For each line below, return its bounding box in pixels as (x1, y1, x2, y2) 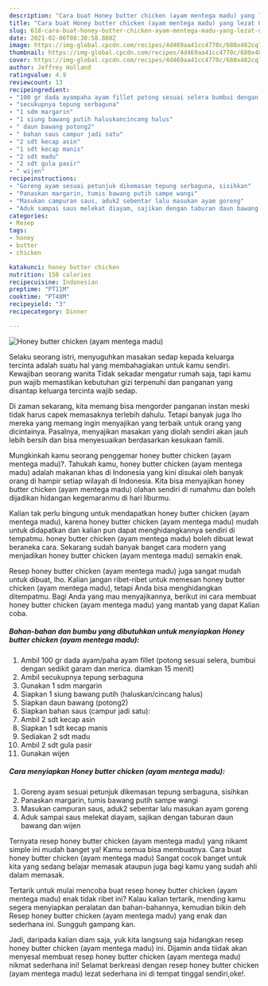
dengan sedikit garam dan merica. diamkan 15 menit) (20, 663, 194, 674)
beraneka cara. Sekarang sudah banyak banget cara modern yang (9, 542, 227, 552)
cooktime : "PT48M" (9, 293, 70, 301)
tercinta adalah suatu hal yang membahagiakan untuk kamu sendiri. (9, 360, 231, 370)
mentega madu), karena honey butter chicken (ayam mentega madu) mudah (9, 517, 259, 526)
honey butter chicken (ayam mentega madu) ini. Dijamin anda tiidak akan (9, 943, 247, 953)
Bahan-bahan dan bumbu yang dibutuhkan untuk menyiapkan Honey (9, 627, 245, 636)
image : (9, 41, 31, 49)
